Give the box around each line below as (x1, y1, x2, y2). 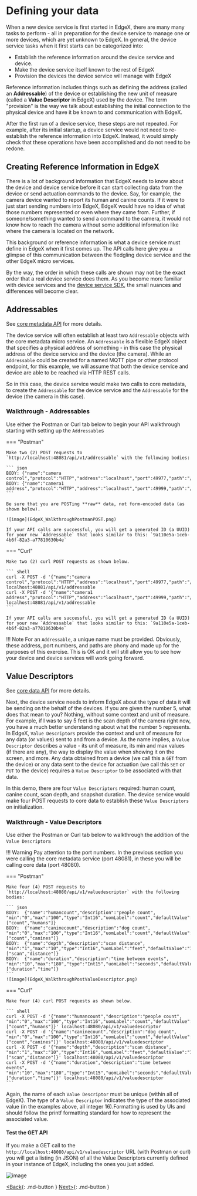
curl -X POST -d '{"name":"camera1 (6, 589, 93, 595)
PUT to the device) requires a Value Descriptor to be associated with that (6, 767, 182, 774)
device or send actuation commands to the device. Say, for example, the (6, 190, 181, 197)
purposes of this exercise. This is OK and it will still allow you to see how (6, 648, 181, 655)
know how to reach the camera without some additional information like (6, 221, 179, 228)
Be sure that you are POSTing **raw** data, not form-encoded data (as (6, 501, 185, 507)
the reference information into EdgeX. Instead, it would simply (29, 132, 179, 139)
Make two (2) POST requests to (6, 450, 83, 455)
